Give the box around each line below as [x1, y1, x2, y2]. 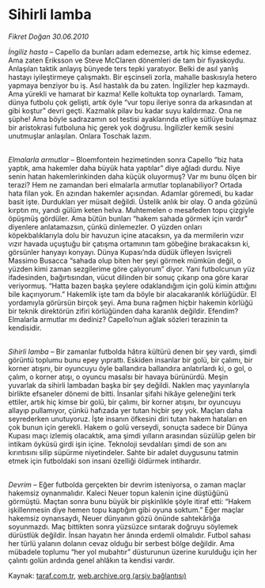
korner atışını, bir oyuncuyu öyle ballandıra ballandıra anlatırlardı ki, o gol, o [8, 363, 252, 373]
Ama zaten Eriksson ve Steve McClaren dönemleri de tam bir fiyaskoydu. [8, 55, 245, 65]
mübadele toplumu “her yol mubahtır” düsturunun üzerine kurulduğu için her [8, 547, 257, 556]
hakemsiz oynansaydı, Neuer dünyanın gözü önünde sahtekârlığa [8, 513, 221, 523]
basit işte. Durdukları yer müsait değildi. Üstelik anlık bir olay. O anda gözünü [8, 196, 258, 207]
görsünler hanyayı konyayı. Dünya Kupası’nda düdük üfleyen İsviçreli [8, 247, 232, 256]
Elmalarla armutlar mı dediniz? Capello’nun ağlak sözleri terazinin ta [8, 314, 228, 324]
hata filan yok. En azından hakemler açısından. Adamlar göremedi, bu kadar [8, 188, 254, 198]
